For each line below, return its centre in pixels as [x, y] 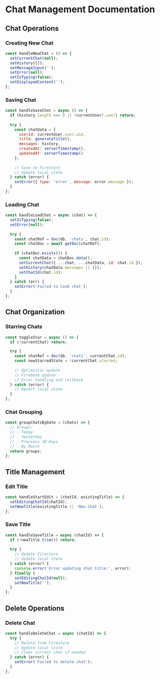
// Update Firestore [36, 554]
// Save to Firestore [37, 167]
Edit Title [17, 486]
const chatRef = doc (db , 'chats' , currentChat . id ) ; [71, 356]
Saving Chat [21, 100]
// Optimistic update [37, 370]
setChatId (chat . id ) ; [41, 272]
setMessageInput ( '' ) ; [33, 68]
